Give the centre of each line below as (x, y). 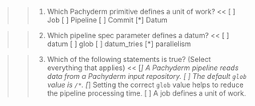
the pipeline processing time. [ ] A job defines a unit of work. (147, 93)
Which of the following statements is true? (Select (129, 59)
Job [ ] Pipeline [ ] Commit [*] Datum (107, 20)
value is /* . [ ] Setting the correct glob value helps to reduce (145, 84)
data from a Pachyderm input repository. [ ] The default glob (147, 76)
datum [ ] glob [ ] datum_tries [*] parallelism (119, 44)
